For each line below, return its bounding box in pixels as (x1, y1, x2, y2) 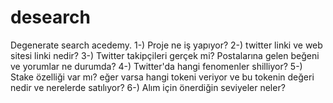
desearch (10, 6, 91, 29)
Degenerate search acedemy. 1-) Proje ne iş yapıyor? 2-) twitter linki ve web (10, 39, 323, 51)
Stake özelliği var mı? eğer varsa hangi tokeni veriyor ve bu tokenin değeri (10, 71, 315, 83)
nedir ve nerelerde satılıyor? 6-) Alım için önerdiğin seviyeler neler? (10, 81, 286, 93)
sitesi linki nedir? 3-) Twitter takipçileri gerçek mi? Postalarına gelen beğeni (10, 49, 320, 61)
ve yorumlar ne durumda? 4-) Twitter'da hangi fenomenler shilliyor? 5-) (10, 60, 303, 72)
